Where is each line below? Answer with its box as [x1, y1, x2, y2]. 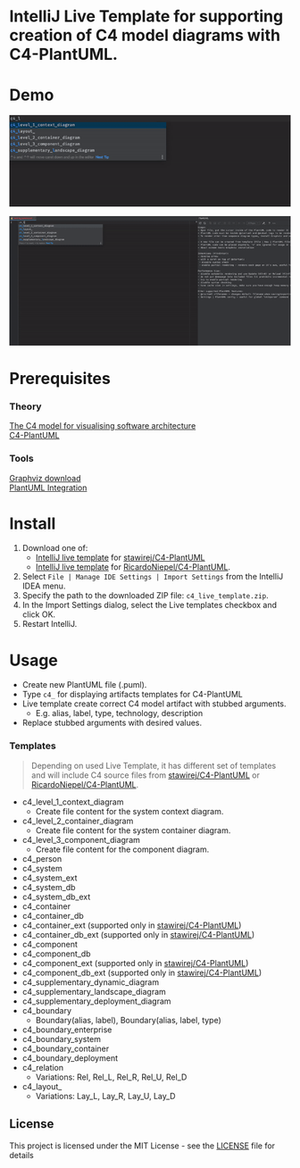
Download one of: [21, 543, 88, 554]
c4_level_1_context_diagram [21, 797, 124, 807]
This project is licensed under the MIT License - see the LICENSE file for [9, 1140, 275, 1151]
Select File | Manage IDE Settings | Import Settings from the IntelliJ [21, 571, 284, 582]
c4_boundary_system [21, 1033, 101, 1044]
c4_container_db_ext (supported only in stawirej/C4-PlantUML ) [21, 929, 255, 939]
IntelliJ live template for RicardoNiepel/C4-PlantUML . [35, 562, 230, 572]
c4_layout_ [21, 1080, 62, 1091]
